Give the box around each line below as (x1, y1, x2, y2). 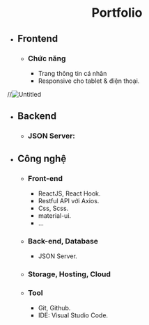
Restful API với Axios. (38, 196, 100, 205)
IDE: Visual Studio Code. (38, 311, 109, 319)
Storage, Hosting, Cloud (27, 269, 111, 279)
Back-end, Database (27, 236, 99, 246)
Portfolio (91, 5, 143, 21)
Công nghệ (17, 152, 67, 164)
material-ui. (38, 211, 72, 220)
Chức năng (27, 54, 66, 63)
